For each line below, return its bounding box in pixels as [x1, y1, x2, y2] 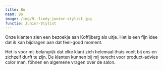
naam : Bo [5, 12, 23, 17]
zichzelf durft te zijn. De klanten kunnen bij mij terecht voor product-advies [5, 54, 158, 60]
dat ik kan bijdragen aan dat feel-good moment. [5, 40, 103, 46]
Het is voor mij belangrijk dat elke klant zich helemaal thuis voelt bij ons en [5, 49, 157, 55]
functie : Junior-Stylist [5, 21, 56, 26]
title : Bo [5, 7, 26, 12]
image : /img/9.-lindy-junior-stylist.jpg [5, 16, 92, 21]
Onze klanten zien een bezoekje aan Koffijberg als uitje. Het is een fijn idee [5, 34, 158, 40]
